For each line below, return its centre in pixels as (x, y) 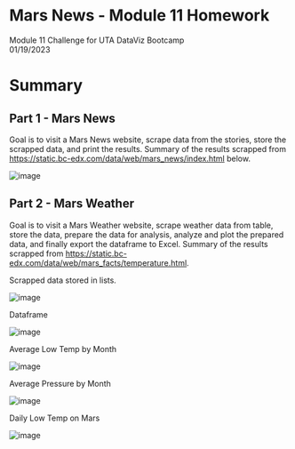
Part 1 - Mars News (62, 118)
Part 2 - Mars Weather (72, 204)
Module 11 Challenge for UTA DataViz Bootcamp (97, 40)
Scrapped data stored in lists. (63, 280)
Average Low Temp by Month (63, 349)
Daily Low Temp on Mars (55, 418)
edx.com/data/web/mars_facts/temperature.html (98, 262)
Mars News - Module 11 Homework (140, 16)
